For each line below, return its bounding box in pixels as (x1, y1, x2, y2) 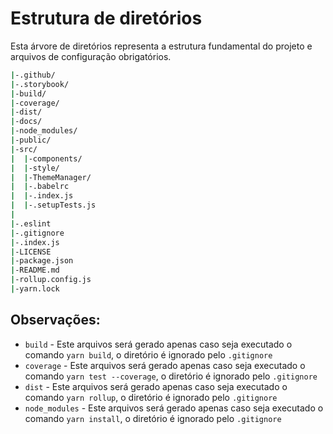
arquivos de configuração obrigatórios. (10, 50, 172, 62)
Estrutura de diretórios (10, 7, 203, 30)
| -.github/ (10, 70, 56, 80)
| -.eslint (10, 218, 52, 229)
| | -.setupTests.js (10, 200, 97, 211)
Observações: (10, 312, 101, 329)
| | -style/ (10, 163, 60, 173)
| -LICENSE (10, 247, 52, 257)
